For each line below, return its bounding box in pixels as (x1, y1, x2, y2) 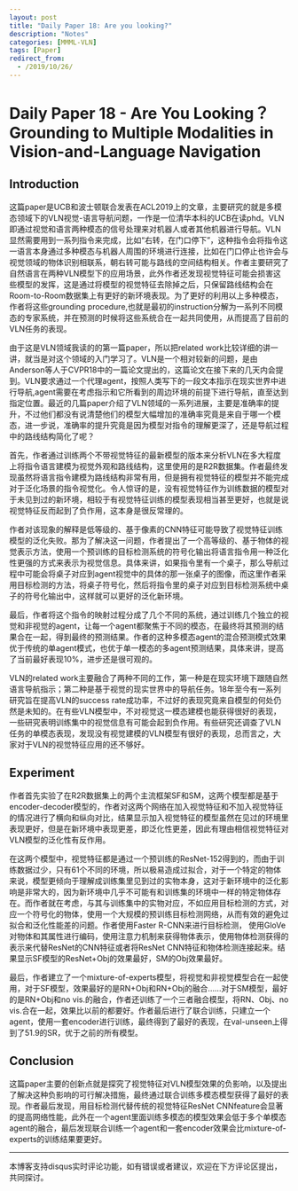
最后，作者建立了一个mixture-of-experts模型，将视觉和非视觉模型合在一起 (9, 972, 281, 983)
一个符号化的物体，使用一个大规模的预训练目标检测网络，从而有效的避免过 (16, 908, 289, 919)
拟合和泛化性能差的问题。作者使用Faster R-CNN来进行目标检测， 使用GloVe (9, 920, 286, 930)
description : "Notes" (9, 29, 90, 38)
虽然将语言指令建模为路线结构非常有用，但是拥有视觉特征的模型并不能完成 (16, 472, 289, 482)
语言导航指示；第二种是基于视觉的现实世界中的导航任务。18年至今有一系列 (9, 684, 282, 694)
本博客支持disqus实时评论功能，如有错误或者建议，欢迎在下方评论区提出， (9, 1161, 282, 1171)
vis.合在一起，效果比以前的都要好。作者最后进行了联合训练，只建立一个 (9, 1005, 271, 1015)
